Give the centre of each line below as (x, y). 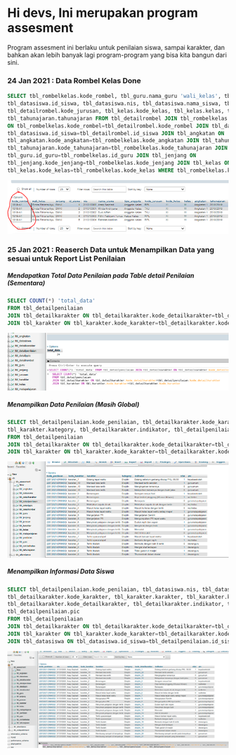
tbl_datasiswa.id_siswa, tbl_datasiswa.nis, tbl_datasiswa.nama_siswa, (114, 104)
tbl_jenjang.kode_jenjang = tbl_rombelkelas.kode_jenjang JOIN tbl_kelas (114, 163)
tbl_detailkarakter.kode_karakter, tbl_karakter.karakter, (96, 597)
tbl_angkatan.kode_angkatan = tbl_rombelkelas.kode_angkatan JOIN (103, 141)
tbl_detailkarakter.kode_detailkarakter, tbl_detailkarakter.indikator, (116, 604)
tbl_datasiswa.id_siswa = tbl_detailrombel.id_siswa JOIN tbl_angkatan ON (116, 133)
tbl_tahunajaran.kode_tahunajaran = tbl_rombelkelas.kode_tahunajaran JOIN (118, 148)
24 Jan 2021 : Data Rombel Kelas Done (74, 80)
